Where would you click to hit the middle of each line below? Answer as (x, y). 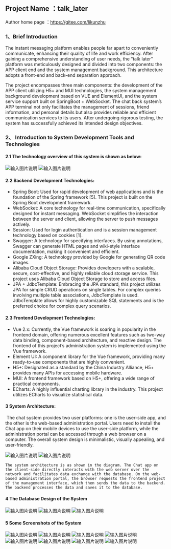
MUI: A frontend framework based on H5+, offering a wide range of (83, 378)
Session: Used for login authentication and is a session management (85, 230)
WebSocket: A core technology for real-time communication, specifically (89, 208)
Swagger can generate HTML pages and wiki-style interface (76, 246)
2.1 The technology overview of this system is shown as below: (74, 156)
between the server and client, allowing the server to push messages (85, 219)
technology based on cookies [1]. (48, 235)
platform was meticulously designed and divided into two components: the (84, 65)
